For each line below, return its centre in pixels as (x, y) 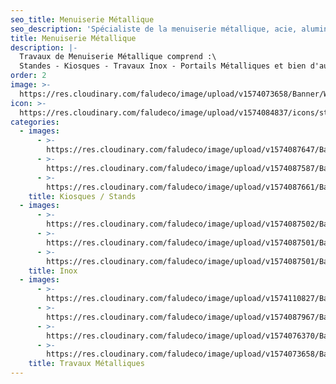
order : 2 (28, 76)
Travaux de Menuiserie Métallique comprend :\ (118, 57)
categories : (35, 122)
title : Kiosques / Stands (82, 196)
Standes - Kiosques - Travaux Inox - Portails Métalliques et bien (163, 66)
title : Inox (53, 271)
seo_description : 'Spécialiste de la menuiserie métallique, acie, (154, 29)
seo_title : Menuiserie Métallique (82, 19)
